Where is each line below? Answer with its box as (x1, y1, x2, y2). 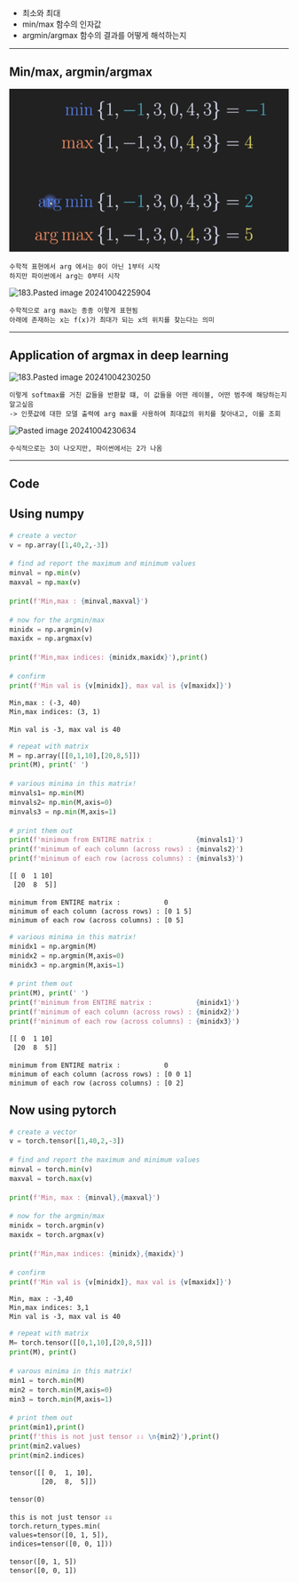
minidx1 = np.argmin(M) (9, 942, 98, 951)
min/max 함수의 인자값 (21, 19, 102, 29)
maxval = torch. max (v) (9, 1174, 93, 1183)
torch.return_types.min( (9, 1522, 101, 1531)
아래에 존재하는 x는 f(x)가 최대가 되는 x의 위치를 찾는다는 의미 (9, 315, 215, 325)
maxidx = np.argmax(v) (9, 634, 93, 643)
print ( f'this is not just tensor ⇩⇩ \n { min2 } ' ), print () (9, 1433, 220, 1442)
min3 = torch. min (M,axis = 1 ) (9, 1394, 114, 1403)
